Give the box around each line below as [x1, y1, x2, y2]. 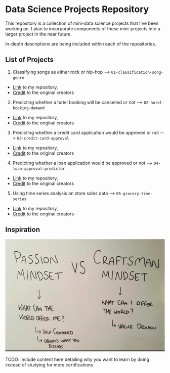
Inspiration [5, 225, 40, 234]
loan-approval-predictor [12, 166, 65, 171]
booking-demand [12, 105, 45, 111]
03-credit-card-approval [17, 135, 69, 141]
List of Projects [5, 56, 54, 64]
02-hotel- [144, 100, 164, 105]
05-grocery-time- [116, 191, 153, 196]
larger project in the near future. [5, 31, 72, 37]
